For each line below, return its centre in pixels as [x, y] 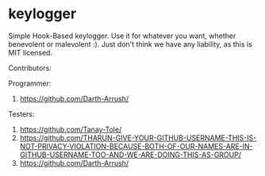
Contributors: [30, 67]
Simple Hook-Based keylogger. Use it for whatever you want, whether [122, 36]
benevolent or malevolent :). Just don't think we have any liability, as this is [130, 44]
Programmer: [30, 83]
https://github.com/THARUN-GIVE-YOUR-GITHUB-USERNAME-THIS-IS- [138, 138]
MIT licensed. [31, 52]
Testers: [21, 114]
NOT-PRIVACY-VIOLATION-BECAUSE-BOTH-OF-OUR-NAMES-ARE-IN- [136, 146]
